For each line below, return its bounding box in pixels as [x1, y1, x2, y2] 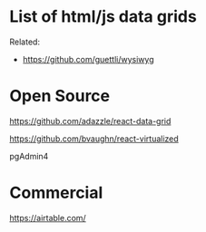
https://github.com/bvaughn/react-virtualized [9, 133, 179, 144]
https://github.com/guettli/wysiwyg [22, 53, 154, 64]
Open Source [9, 86, 111, 106]
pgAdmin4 [9, 150, 49, 161]
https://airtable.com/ [9, 212, 86, 223]
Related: [9, 36, 41, 47]
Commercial [9, 183, 103, 203]
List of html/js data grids [9, 6, 197, 27]
